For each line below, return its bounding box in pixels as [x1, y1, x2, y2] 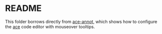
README [5, 3, 42, 14]
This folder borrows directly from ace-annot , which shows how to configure [5, 19, 158, 24]
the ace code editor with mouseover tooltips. [5, 23, 95, 29]
